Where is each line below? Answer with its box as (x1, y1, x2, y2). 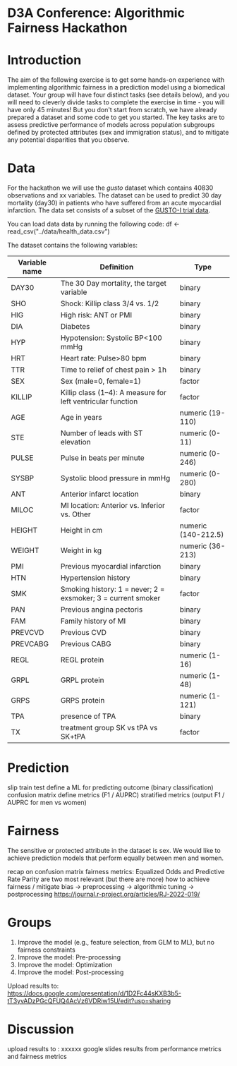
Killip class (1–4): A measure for (60, 388, 167, 398)
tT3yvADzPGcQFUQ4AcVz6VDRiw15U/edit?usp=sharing (7, 996, 171, 1005)
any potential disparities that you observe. (7, 135, 130, 144)
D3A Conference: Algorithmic (7, 5, 186, 21)
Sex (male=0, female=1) (60, 376, 141, 386)
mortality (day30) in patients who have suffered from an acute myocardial (7, 199, 221, 207)
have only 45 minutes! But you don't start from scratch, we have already (7, 106, 217, 114)
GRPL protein (60, 675, 104, 685)
